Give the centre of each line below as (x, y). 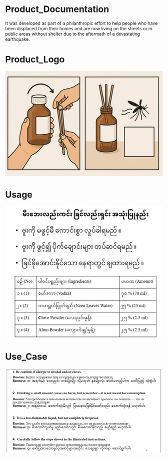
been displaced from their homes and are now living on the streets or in (79, 28)
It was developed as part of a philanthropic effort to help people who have (81, 23)
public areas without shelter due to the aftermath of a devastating (73, 34)
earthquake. (17, 39)
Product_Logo (35, 60)
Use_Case (26, 356)
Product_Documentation (57, 9)
